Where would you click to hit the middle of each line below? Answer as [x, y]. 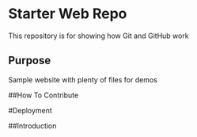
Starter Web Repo [68, 14]
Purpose [30, 61]
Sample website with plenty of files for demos [83, 79]
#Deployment [30, 110]
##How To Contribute [44, 95]
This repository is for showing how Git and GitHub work [98, 36]
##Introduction [32, 126]
